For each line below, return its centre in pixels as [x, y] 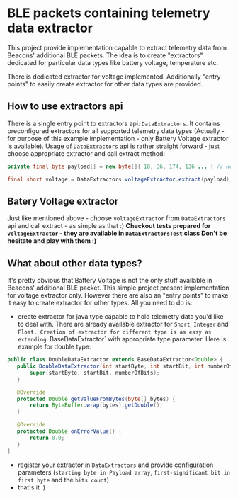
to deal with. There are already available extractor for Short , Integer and [123, 324]
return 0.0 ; [47, 438]
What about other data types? [75, 263]
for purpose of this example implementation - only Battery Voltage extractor [118, 138]
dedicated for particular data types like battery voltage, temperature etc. [113, 62]
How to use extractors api [65, 107]
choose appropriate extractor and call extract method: [86, 153]
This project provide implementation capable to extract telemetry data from [117, 47]
